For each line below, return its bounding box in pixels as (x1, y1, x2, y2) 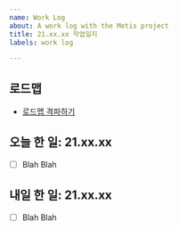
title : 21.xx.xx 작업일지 (9, 29, 98, 38)
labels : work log (9, 37, 74, 47)
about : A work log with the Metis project (9, 21, 169, 30)
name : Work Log (9, 12, 66, 22)
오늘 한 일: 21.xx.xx (9, 135, 113, 150)
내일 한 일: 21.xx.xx (9, 188, 113, 203)
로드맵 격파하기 (21, 106, 76, 117)
